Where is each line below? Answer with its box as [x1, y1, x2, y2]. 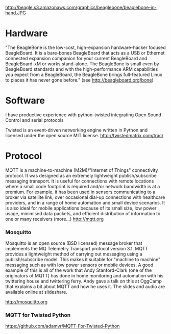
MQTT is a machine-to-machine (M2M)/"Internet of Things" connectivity [5, 167, 158, 173]
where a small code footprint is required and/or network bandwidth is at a [5, 183, 160, 189]
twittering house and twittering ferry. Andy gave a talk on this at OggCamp [5, 278, 162, 285]
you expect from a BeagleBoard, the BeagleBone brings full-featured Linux [5, 71, 162, 78]
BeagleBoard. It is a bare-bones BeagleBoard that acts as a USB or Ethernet [5, 49, 165, 56]
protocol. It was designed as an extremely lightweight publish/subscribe [5, 172, 157, 178]
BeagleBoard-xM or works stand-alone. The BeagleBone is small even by [5, 61, 159, 67]
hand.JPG [5, 10, 27, 16]
